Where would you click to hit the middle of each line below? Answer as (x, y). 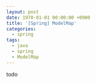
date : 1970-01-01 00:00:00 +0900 (48, 18)
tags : (13, 40)
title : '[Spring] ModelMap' (42, 23)
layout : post (23, 12)
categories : (21, 29)
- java (20, 46)
